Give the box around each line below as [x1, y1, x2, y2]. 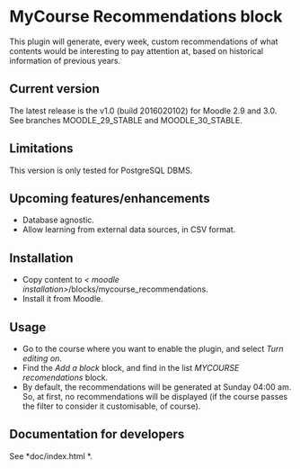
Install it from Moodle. [22, 293, 103, 304]
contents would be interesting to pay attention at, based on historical [9, 45, 263, 56]
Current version [9, 81, 101, 96]
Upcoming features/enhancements [9, 191, 210, 206]
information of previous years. [9, 55, 121, 66]
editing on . [22, 353, 63, 364]
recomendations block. [22, 372, 109, 383]
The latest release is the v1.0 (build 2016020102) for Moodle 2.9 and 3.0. [9, 105, 278, 116]
